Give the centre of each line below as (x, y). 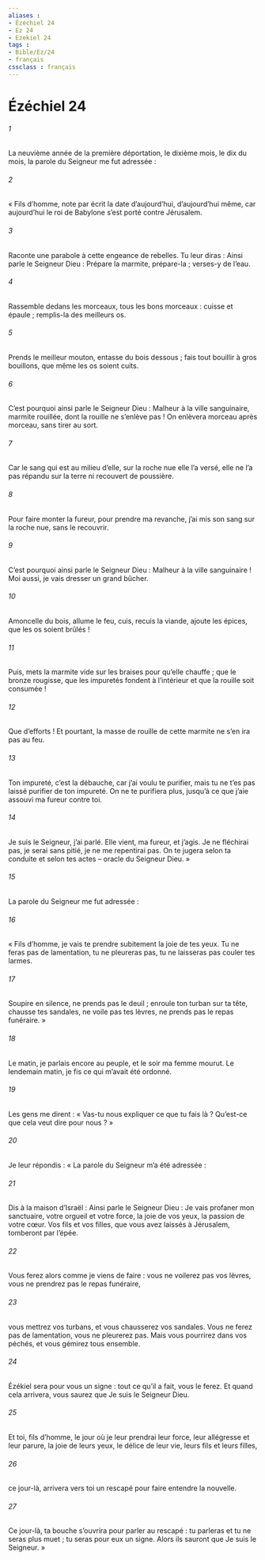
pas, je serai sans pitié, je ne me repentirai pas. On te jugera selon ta (120, 850)
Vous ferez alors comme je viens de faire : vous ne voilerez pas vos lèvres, (130, 1276)
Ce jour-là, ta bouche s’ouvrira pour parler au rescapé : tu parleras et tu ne (130, 1531)
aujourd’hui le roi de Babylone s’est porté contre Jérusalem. (106, 213)
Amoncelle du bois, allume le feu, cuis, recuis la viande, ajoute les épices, (128, 621)
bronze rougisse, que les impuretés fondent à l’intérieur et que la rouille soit (131, 681)
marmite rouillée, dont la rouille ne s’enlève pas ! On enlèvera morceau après (133, 417)
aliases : (25, 15)
